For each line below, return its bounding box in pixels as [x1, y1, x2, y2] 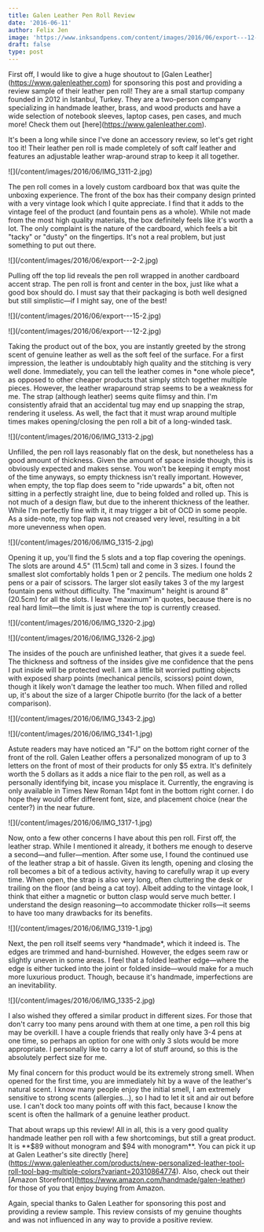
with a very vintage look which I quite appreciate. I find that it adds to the [8, 199, 244, 208]
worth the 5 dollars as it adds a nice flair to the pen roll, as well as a [8, 769, 226, 779]
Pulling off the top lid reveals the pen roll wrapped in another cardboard [8, 271, 240, 280]
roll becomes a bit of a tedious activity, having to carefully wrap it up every [8, 867, 250, 876]
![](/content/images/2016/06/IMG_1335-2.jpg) [8, 995, 156, 1005]
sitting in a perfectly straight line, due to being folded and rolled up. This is [8, 489, 249, 498]
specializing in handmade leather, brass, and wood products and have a [8, 103, 241, 112]
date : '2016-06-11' [8, 19, 72, 27]
